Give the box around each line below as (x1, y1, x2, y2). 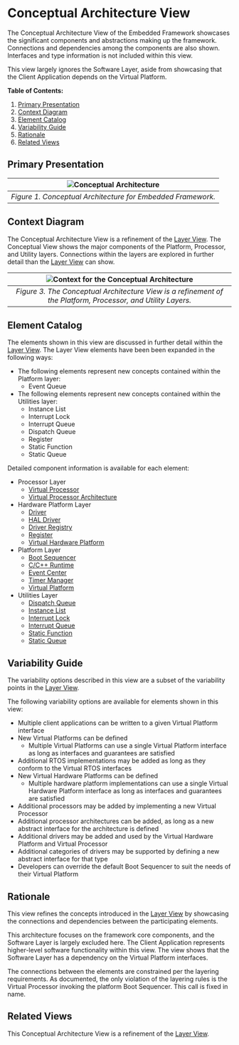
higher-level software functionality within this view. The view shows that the (7, 946, 230, 954)
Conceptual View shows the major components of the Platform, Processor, (7, 242, 226, 250)
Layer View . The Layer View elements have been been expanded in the (7, 346, 216, 354)
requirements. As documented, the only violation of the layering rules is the (7, 975, 228, 983)
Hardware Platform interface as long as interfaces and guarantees (28, 787, 222, 795)
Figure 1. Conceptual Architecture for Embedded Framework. (11, 191, 216, 201)
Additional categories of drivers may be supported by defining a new (17, 847, 220, 856)
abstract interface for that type (17, 855, 108, 864)
